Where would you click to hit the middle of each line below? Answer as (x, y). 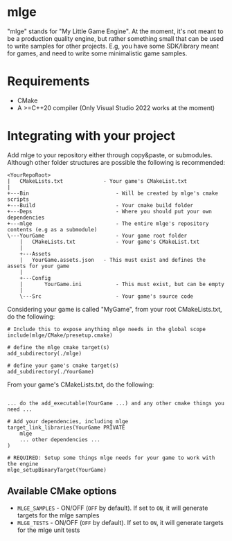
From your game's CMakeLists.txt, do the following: (81, 384)
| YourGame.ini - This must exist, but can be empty (122, 284)
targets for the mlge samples (58, 515)
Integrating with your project (91, 136)
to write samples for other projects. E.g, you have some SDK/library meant (113, 46)
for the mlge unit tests (48, 530)
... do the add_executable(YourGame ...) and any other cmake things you (116, 403)
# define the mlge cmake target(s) (59, 347)
